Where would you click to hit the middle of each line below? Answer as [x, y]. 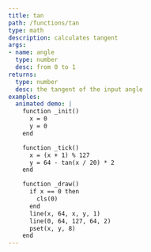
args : [17, 45]
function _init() [51, 112]
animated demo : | [44, 104]
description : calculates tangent [63, 38]
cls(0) [47, 199]
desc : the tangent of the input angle [79, 89]
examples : [25, 97]
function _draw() [51, 184]
